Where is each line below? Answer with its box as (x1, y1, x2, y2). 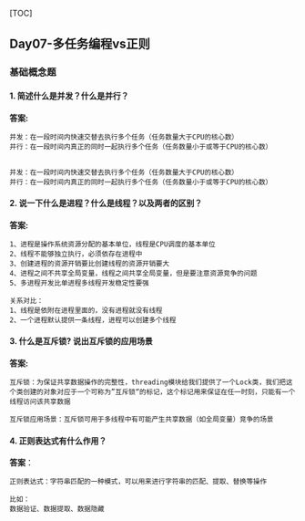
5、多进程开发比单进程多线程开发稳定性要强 (9, 278, 149, 287)
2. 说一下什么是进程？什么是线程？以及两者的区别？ (9, 198, 203, 209)
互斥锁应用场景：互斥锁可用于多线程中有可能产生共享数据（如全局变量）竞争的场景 (9, 414, 274, 423)
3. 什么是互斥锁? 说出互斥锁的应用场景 (9, 336, 153, 347)
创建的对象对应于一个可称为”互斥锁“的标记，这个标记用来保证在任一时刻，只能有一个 (22, 387, 296, 396)
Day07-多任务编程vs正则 (9, 36, 150, 52)
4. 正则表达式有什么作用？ (9, 435, 107, 446)
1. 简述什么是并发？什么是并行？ (9, 90, 129, 101)
